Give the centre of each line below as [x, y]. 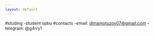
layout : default [21, 9]
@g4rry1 [33, 28]
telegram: [15, 28]
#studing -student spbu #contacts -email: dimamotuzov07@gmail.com [76, 23]
